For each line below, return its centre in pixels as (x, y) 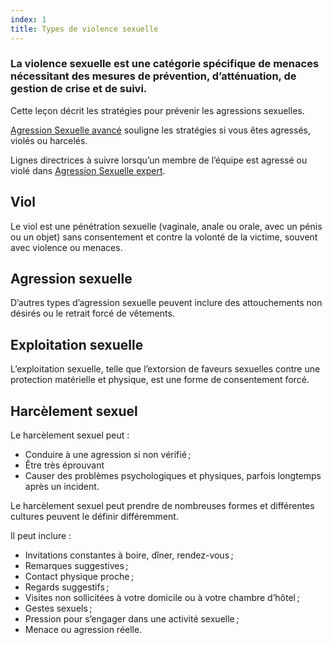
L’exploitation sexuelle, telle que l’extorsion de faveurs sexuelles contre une (165, 369)
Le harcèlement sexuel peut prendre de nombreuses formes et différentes (162, 506)
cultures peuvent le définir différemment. (94, 517)
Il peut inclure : (41, 536)
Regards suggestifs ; (67, 587)
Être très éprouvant (64, 465)
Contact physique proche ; (79, 577)
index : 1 (28, 19)
